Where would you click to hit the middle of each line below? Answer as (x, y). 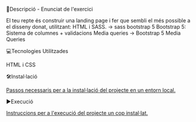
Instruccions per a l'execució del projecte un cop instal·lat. (77, 113)
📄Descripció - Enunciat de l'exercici (50, 9)
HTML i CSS (21, 65)
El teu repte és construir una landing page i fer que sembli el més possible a (98, 20)
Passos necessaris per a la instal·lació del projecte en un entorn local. (91, 90)
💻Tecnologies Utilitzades (37, 51)
